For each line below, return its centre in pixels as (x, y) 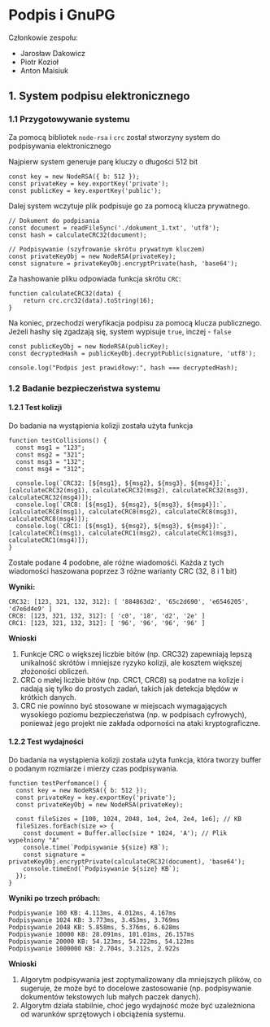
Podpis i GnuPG (62, 15)
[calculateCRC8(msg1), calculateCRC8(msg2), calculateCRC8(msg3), (123, 511)
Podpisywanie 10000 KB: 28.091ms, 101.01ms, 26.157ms (102, 934)
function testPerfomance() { (58, 783)
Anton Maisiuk (44, 70)
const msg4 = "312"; (50, 469)
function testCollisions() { (58, 440)
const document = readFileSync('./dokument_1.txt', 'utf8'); (114, 228)
